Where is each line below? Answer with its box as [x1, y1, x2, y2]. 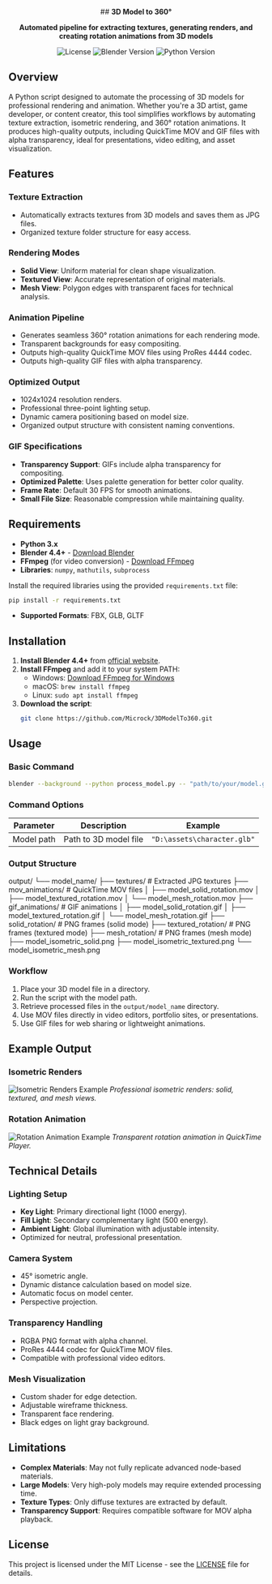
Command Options [8, 799, 84, 810]
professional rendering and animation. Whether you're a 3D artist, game [8, 101, 249, 110]
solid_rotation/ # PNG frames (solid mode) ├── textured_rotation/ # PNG [8, 920, 251, 929]
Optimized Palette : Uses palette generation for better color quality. [19, 476, 244, 486]
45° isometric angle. [19, 1271, 88, 1281]
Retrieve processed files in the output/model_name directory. [19, 1001, 219, 1011]
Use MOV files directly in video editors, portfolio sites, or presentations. [19, 1010, 259, 1020]
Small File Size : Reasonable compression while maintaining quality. [19, 494, 244, 504]
